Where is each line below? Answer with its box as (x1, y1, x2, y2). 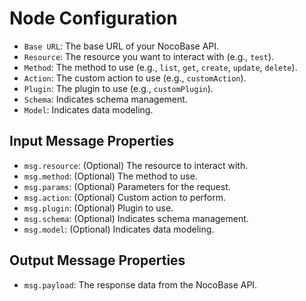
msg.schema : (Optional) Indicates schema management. (23, 212, 249, 224)
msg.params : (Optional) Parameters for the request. (23, 180, 231, 192)
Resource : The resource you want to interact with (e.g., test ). (23, 50, 275, 62)
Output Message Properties (9, 252, 186, 269)
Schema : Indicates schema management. (23, 93, 188, 105)
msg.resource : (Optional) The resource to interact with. (23, 159, 249, 171)
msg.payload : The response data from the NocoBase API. (23, 278, 258, 291)
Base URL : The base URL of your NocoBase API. (23, 40, 220, 52)
